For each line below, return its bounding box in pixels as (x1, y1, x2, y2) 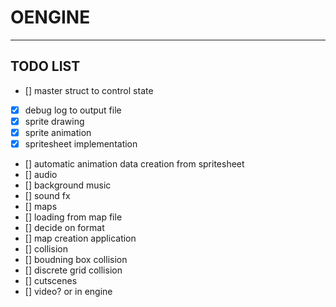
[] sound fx (24, 190, 71, 201)
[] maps (24, 201, 58, 212)
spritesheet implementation (24, 137, 138, 150)
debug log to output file (24, 104, 122, 116)
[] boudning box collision (24, 254, 128, 265)
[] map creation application (24, 232, 137, 244)
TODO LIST (10, 58, 81, 75)
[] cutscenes (24, 275, 78, 286)
